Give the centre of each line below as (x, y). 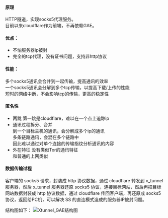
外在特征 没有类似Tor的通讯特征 (45, 150)
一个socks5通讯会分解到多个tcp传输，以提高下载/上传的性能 (67, 87)
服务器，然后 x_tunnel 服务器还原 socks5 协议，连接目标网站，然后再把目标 (83, 187)
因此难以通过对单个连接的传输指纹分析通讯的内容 (63, 143)
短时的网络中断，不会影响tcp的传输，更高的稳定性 (57, 94)
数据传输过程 (18, 169)
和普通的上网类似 (30, 156)
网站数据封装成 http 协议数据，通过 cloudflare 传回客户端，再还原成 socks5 (83, 193)
